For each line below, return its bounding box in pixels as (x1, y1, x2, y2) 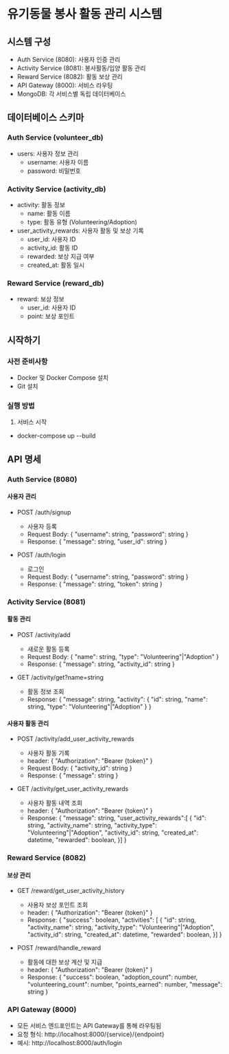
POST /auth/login (16, 550, 67, 559)
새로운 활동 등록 (27, 645, 70, 653)
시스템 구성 (7, 36, 51, 47)
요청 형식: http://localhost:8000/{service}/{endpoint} (16, 1030, 165, 1038)
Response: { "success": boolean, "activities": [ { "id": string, (27, 916, 197, 924)
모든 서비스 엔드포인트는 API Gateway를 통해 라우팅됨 (16, 1021, 162, 1029)
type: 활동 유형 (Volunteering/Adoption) (27, 217, 137, 226)
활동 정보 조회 (27, 687, 64, 696)
